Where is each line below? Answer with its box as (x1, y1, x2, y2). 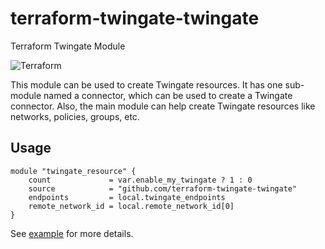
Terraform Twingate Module (10, 40, 126, 52)
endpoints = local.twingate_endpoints (28, 192, 226, 202)
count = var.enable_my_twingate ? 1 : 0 (28, 175, 253, 185)
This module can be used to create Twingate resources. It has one (10, 78, 283, 91)
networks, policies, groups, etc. (10, 110, 140, 122)
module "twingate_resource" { (10, 166, 137, 176)
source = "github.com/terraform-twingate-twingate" (28, 183, 298, 194)
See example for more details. (10, 227, 134, 239)
